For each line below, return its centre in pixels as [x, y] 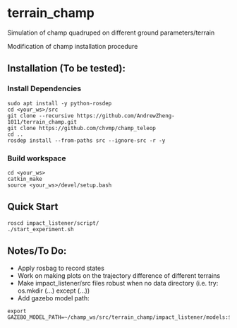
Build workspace [37, 158]
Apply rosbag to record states [61, 268]
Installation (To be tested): [66, 69]
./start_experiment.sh [41, 229]
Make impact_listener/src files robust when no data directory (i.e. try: [118, 283]
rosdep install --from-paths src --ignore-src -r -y [86, 140]
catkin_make [25, 179]
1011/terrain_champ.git [42, 122]
